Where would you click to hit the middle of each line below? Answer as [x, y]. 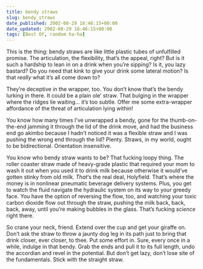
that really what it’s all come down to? [53, 78]
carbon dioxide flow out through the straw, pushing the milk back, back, [96, 203]
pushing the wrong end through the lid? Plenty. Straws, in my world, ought [99, 139]
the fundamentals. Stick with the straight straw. [65, 260]
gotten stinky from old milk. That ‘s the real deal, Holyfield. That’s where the [100, 177]
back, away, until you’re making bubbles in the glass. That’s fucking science [101, 209]
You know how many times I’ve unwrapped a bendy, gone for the [87, 120]
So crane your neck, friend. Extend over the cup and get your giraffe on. [96, 227]
